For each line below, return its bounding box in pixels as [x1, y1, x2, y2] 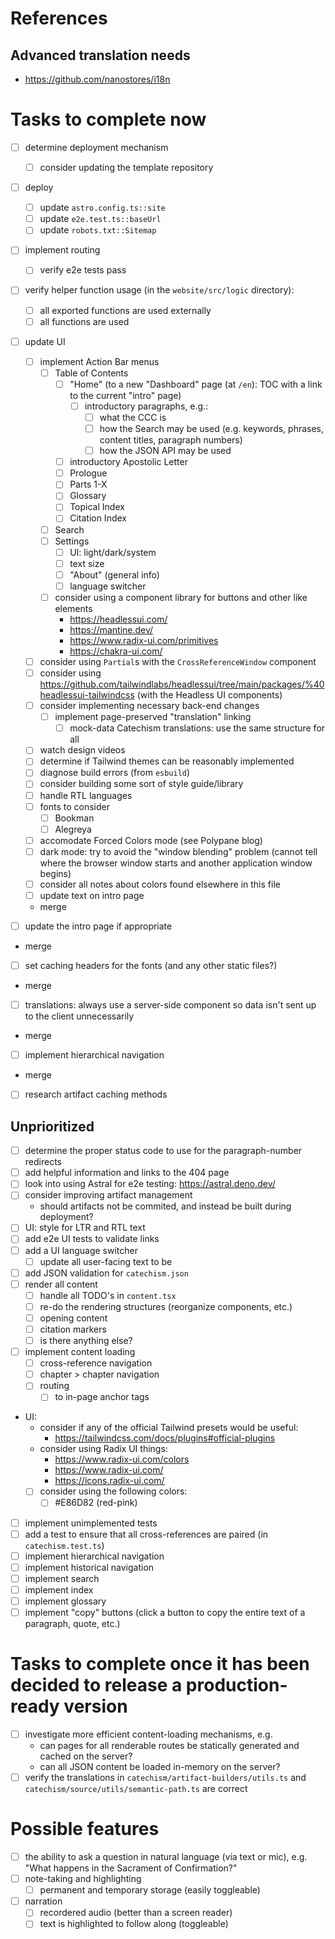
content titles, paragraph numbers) [99, 434, 243, 446]
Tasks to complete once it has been [10, 1653, 310, 1676]
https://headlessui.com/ [69, 613, 168, 625]
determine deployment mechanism [24, 141, 169, 153]
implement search [24, 1572, 100, 1584]
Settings [54, 535, 90, 547]
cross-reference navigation [39, 1357, 153, 1369]
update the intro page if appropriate [24, 920, 173, 932]
